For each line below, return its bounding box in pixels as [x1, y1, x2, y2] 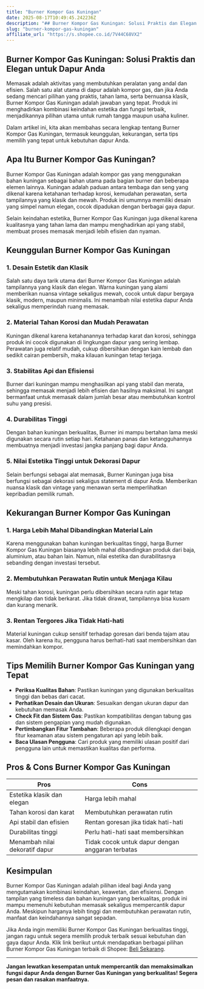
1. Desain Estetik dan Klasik [6, 263, 89, 272]
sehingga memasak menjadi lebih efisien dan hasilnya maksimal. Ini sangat [6, 387, 193, 394]
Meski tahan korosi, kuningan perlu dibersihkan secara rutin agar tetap [6, 588, 183, 595]
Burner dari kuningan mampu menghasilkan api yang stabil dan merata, [6, 381, 185, 388]
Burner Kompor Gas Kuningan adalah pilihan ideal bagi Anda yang [6, 882, 171, 889]
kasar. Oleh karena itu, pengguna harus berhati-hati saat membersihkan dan [6, 636, 197, 644]
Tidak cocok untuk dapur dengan [84, 838, 180, 846]
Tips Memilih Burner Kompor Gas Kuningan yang [6, 661, 195, 671]
